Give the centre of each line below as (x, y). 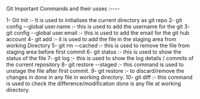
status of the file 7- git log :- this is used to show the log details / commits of (100, 58)
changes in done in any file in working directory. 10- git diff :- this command (99, 77)
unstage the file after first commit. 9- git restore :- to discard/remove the (95, 71)
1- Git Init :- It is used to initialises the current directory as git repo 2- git (94, 20)
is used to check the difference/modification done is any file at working (94, 83)
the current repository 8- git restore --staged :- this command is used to (95, 64)
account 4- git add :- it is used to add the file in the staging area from (91, 39)
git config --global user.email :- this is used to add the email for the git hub (98, 33)
